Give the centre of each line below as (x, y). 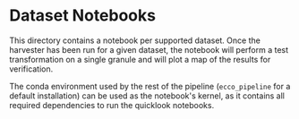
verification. (31, 69)
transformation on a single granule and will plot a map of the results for (140, 59)
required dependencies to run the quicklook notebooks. (112, 105)
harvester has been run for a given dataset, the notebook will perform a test (149, 49)
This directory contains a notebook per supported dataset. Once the (135, 40)
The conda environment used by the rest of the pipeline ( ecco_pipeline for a (150, 86)
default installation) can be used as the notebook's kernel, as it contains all (147, 96)
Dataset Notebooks (83, 16)
